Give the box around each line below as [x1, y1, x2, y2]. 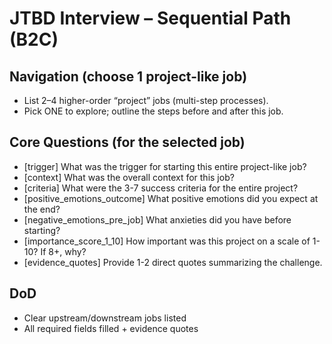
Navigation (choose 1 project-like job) [9, 68, 248, 85]
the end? [23, 203, 61, 215]
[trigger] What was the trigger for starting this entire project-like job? [23, 160, 307, 172]
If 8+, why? [40, 245, 87, 257]
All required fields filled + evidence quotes [23, 322, 199, 334]
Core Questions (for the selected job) [9, 134, 246, 151]
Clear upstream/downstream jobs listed [23, 312, 187, 324]
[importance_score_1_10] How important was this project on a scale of [23, 235, 311, 247]
